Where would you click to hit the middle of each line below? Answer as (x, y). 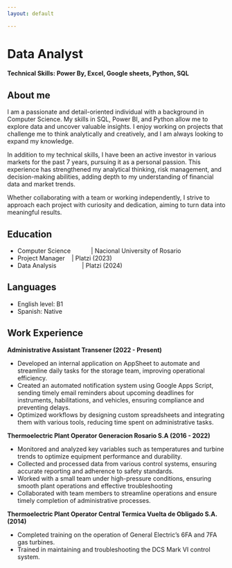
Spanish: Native (39, 311)
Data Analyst (45, 54)
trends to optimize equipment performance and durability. (99, 456)
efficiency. (32, 378)
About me (29, 95)
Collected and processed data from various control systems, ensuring (117, 463)
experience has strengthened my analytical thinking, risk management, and (114, 170)
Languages (32, 287)
